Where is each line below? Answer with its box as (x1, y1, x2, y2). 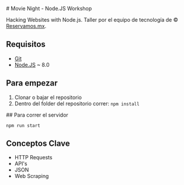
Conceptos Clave (6, 139, 70, 149)
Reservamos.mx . (6, 23, 47, 29)
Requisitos (6, 39, 46, 49)
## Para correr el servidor (6, 111, 68, 118)
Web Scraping (14, 173, 49, 180)
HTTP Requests (14, 154, 53, 161)
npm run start (6, 122, 41, 128)
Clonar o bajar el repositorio (14, 94, 82, 101)
